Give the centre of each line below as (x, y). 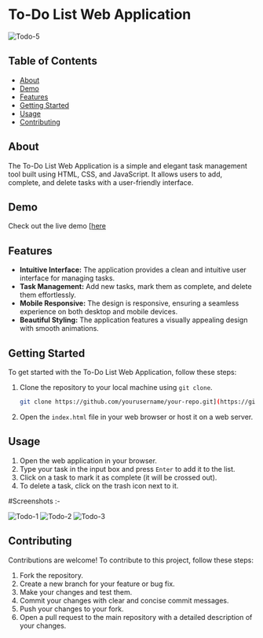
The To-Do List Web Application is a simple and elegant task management (128, 165)
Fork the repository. (51, 575)
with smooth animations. (59, 328)
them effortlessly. (48, 295)
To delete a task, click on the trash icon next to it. (99, 485)
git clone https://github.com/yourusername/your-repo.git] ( (120, 402)
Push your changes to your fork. (71, 609)
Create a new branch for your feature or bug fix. (97, 584)
